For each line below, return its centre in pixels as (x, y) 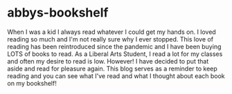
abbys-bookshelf (58, 13)
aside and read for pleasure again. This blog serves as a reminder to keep (113, 68)
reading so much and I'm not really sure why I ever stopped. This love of (110, 39)
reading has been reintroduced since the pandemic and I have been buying (114, 46)
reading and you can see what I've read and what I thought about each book (116, 76)
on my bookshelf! (32, 83)
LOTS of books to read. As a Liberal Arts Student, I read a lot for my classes (115, 54)
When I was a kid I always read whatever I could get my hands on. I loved (111, 32)
